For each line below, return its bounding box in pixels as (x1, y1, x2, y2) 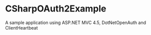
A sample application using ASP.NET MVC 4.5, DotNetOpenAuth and (5, 19, 146, 25)
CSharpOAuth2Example (5, 3, 106, 14)
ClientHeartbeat (5, 24, 38, 30)
